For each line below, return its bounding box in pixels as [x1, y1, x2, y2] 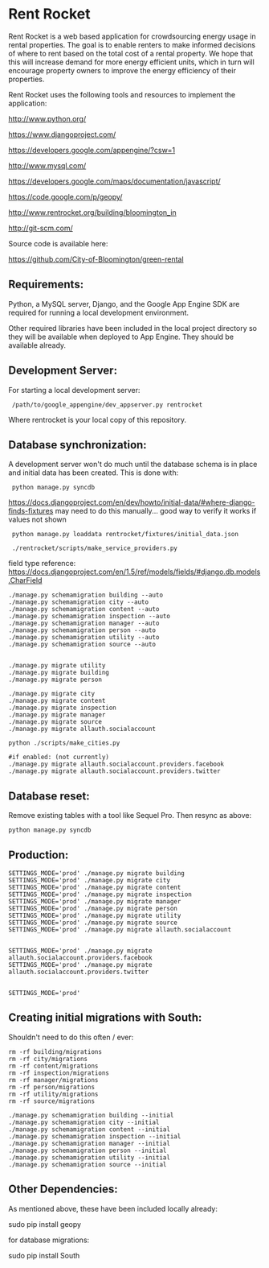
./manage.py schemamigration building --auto [8, 591, 163, 600]
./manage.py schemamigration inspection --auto [8, 613, 171, 621]
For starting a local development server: [8, 385, 141, 394]
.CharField [8, 576, 43, 585]
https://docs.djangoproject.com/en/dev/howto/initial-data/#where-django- [8, 498, 255, 507]
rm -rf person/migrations [8, 1083, 95, 1091]
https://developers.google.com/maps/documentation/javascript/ [8, 176, 221, 186]
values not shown [8, 514, 67, 524]
